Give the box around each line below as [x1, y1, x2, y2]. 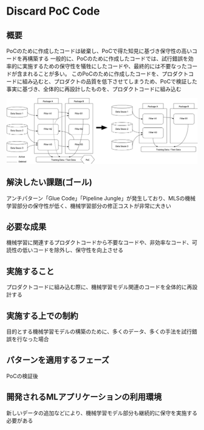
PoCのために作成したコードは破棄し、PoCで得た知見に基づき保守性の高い [6, 48, 192, 54]
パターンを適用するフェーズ [6, 355, 109, 365]
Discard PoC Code [6, 4, 100, 18]
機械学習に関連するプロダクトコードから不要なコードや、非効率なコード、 [6, 239, 192, 246]
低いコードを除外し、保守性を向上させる [22, 247, 123, 254]
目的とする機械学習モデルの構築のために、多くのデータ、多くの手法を [6, 328, 182, 335]
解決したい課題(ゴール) [6, 177, 92, 188]
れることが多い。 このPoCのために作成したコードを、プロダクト [27, 70, 189, 77]
